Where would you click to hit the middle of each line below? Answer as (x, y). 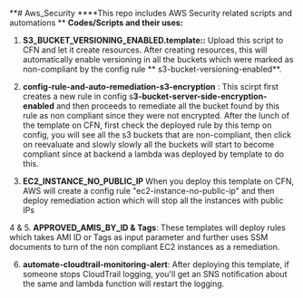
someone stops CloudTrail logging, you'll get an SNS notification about (155, 274)
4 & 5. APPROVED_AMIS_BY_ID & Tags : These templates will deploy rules (147, 227)
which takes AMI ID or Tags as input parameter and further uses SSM (139, 237)
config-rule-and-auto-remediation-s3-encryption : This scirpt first (151, 87)
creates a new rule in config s (78, 96)
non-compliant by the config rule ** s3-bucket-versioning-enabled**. (152, 69)
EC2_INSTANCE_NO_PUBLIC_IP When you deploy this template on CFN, (158, 181)
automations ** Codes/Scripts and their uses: (96, 23)
